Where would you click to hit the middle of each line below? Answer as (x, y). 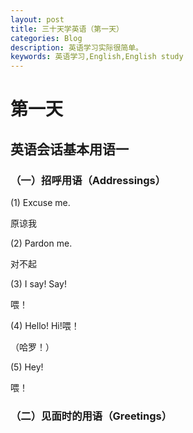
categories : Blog (46, 38)
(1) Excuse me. (40, 202)
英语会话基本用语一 (69, 149)
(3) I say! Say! (38, 284)
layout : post (37, 19)
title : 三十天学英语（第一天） (67, 29)
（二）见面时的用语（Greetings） (91, 416)
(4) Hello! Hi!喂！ (45, 325)
